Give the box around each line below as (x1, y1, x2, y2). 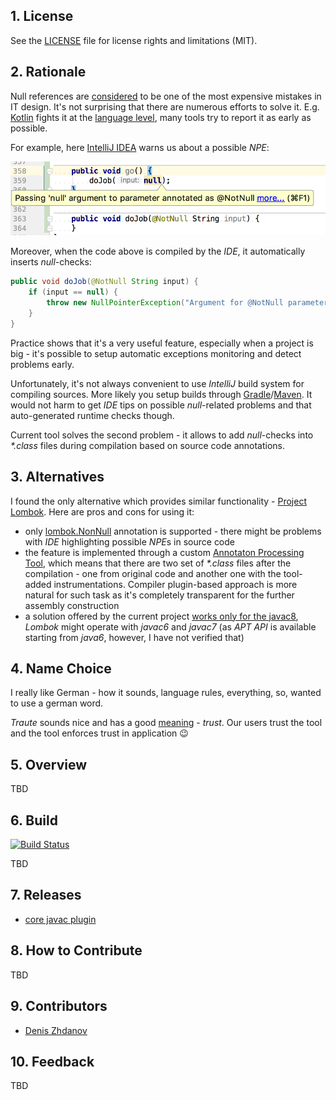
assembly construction (24, 599, 120, 611)
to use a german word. (10, 697, 104, 709)
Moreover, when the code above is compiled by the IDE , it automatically (10, 245, 306, 258)
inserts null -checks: (10, 256, 92, 268)
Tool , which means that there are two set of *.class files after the (24, 557, 292, 569)
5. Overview (10, 756, 88, 773)
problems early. (10, 358, 75, 370)
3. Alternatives (10, 469, 105, 486)
